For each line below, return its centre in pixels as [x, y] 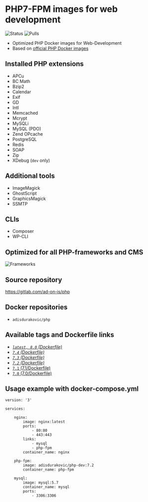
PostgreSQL [25, 139]
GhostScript [25, 193]
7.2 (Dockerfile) [28, 362]
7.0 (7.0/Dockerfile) [32, 373]
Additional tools [30, 176]
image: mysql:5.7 [41, 483]
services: [15, 409]
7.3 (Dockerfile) [28, 357]
